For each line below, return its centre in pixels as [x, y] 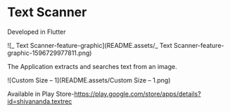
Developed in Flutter [37, 32]
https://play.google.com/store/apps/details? [138, 94]
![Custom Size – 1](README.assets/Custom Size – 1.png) [89, 80]
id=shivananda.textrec [40, 101]
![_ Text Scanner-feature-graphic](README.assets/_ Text [90, 45]
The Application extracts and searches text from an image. [92, 66]
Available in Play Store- [41, 94]
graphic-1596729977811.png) [50, 53]
